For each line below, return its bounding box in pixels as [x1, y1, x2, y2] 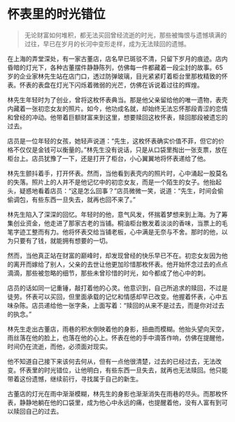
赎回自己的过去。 [13, 407, 63, 415]
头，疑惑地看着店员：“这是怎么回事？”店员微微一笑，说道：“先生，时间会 [7, 186, 218, 195]
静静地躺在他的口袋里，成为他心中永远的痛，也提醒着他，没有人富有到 [19, 398, 222, 407]
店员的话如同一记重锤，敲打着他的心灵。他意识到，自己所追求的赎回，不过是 [7, 283, 228, 292]
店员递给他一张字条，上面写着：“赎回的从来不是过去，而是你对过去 [31, 301, 225, 309]
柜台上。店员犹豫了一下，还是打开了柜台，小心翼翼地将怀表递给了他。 [7, 154, 210, 162]
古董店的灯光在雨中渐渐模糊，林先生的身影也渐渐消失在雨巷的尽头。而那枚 [7, 389, 222, 398]
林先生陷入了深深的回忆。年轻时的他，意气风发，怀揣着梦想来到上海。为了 [7, 210, 222, 218]
